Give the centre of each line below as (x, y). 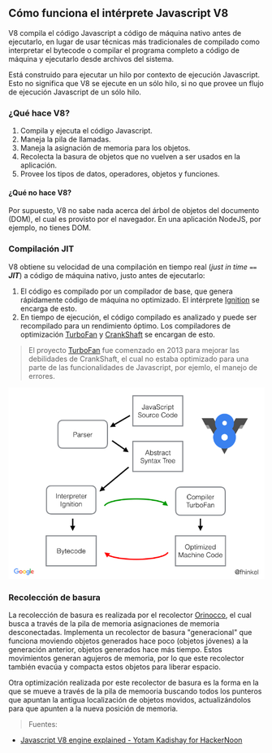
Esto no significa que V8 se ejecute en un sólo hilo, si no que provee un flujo (136, 83)
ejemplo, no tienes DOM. (50, 228)
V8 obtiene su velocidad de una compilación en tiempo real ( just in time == (133, 267)
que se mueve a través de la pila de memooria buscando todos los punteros (135, 691)
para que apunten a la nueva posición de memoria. (93, 709)
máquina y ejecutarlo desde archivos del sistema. (91, 59)
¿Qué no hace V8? (40, 192)
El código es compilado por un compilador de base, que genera (126, 291)
